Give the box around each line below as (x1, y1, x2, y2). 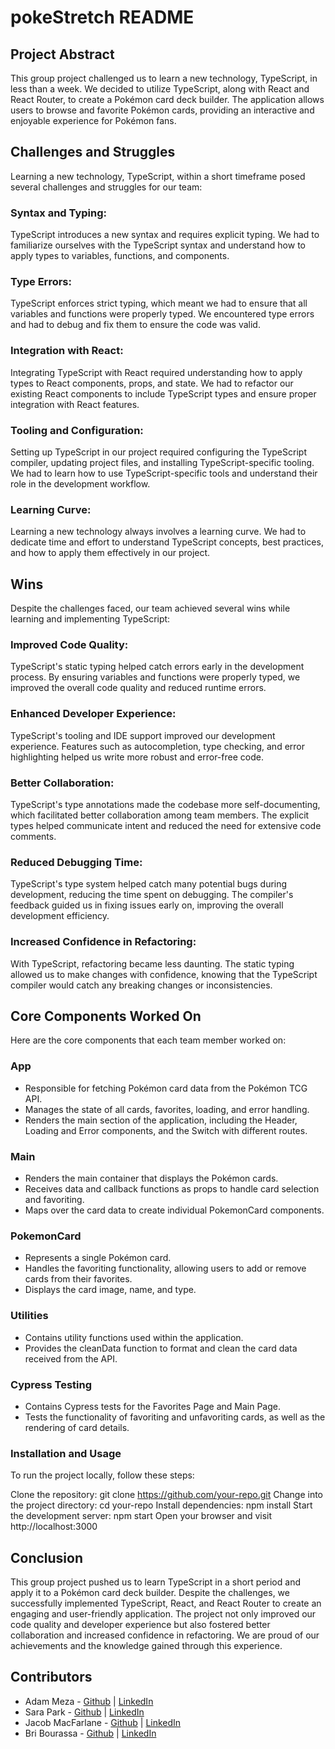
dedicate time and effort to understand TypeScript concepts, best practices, (10, 536, 324, 548)
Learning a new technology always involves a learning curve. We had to (10, 526, 307, 538)
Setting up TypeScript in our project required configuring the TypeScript (10, 446, 307, 458)
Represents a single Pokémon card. (24, 1252, 172, 1264)
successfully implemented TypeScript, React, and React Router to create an (10, 1597, 322, 1609)
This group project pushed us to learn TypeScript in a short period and (10, 1576, 301, 1588)
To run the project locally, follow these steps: (10, 1469, 195, 1481)
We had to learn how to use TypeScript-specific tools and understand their (10, 467, 318, 479)
